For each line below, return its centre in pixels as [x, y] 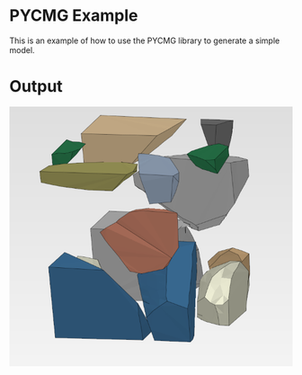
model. [22, 49]
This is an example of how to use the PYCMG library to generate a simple [145, 40]
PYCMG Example [74, 16]
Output [36, 87]
